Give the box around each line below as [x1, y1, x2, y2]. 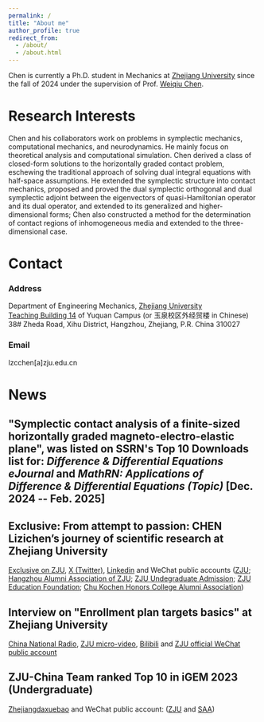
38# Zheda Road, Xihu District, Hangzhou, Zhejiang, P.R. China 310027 [8, 320, 241, 329]
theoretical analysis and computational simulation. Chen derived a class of [8, 150, 252, 160]
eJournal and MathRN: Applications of [8, 468, 204, 481]
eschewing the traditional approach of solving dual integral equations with [8, 167, 251, 176]
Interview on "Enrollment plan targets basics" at [8, 606, 252, 619]
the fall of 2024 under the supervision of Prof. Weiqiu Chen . [8, 79, 204, 89]
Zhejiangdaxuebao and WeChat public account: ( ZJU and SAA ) [8, 704, 215, 714]
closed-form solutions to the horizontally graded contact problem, [8, 159, 225, 168]
